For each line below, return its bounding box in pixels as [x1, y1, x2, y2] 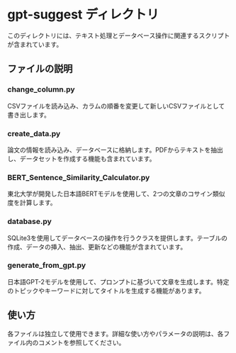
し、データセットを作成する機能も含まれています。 [7, 154, 156, 163]
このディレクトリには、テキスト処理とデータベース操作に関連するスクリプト [7, 31, 230, 40]
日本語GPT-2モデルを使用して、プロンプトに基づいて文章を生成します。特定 [7, 277, 230, 286]
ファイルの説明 [7, 63, 73, 75]
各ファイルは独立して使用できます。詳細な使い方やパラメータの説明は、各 [7, 329, 224, 337]
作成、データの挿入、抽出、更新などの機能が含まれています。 [7, 242, 187, 251]
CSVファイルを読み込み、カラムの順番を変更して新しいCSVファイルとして [7, 101, 225, 110]
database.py [7, 217, 52, 227]
